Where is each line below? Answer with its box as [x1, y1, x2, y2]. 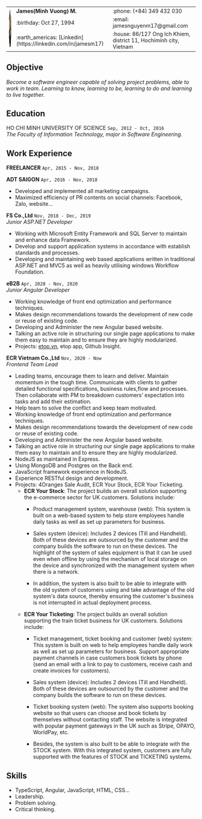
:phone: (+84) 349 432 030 [112, 7, 182, 14]
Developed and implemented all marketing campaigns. [14, 188, 150, 195]
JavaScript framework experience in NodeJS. [14, 468, 128, 476]
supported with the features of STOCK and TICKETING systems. [32, 753, 192, 761]
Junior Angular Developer [6, 286, 70, 293]
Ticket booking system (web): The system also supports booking [32, 703, 194, 710]
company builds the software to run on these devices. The [32, 542, 178, 550]
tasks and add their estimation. [14, 398, 92, 405]
